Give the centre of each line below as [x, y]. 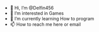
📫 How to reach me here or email [45, 24]
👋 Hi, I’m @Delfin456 [32, 8]
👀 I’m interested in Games [37, 13]
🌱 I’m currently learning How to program [52, 19]
